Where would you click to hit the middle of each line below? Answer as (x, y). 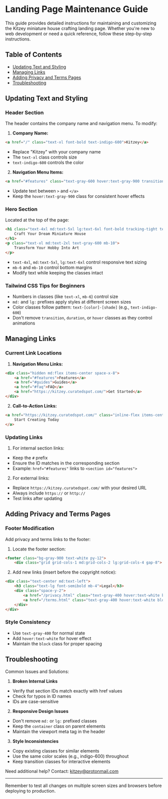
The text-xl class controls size (45, 157)
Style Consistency (28, 622)
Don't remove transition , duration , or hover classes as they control (82, 318)
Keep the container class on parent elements (59, 726)
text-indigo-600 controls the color (48, 162)
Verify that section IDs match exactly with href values (67, 690)
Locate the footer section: (39, 549)
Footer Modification (30, 528)
